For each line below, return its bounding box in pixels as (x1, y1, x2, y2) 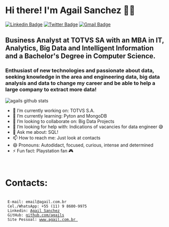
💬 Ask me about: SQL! (12, 129, 59, 135)
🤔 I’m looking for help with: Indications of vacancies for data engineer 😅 (12, 124, 163, 130)
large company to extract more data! (5, 86, 97, 93)
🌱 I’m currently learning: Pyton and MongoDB (12, 112, 107, 119)
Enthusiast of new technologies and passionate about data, (5, 67, 154, 74)
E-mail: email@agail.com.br (7, 199, 67, 204)
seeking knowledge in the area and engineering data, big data (5, 73, 160, 81)
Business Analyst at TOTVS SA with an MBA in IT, (5, 36, 164, 45)
